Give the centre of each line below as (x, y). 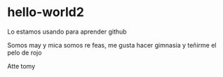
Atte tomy (21, 66)
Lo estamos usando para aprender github (67, 31)
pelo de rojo (25, 52)
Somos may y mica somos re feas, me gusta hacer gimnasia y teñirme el (112, 45)
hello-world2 (46, 12)
